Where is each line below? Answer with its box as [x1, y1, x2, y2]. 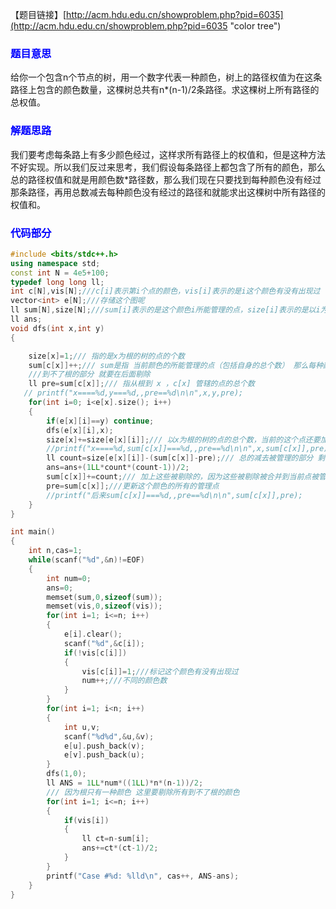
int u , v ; [63, 722, 101, 732]
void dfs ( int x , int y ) [10, 323, 105, 333]
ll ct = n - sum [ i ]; [81, 834, 150, 844]
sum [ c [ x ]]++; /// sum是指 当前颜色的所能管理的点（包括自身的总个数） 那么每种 [28, 360, 324, 370]
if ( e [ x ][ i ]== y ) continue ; [46, 416, 155, 426]
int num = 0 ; [46, 573, 92, 583]
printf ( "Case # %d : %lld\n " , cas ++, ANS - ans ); [46, 871, 240, 881]
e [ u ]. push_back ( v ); [63, 741, 145, 751]
